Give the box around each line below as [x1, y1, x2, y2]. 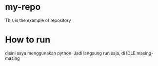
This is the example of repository [5, 17, 72, 23]
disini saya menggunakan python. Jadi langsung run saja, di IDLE [5, 50, 136, 56]
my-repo [5, 1, 41, 13]
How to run [5, 34, 51, 45]
